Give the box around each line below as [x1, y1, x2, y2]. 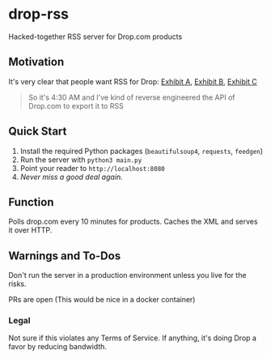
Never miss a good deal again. [19, 172, 123, 182]
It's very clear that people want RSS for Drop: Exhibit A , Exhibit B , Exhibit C [8, 76, 257, 86]
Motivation [8, 55, 65, 69]
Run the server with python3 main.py [19, 155, 142, 165]
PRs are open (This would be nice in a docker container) [8, 295, 196, 305]
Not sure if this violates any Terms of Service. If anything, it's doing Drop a [8, 333, 257, 343]
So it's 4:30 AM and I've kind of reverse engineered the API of [28, 92, 235, 102]
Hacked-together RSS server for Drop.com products [8, 32, 183, 41]
